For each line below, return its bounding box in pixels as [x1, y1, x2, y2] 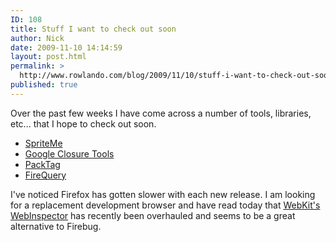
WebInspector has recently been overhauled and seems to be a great [10, 209, 296, 221]
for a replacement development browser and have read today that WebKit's [10, 199, 321, 211]
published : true [10, 80, 78, 90]
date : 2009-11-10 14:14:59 [10, 42, 123, 53]
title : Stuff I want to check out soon [10, 24, 177, 34]
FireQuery [24, 169, 67, 181]
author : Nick [10, 33, 65, 43]
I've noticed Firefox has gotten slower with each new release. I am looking [10, 188, 316, 200]
